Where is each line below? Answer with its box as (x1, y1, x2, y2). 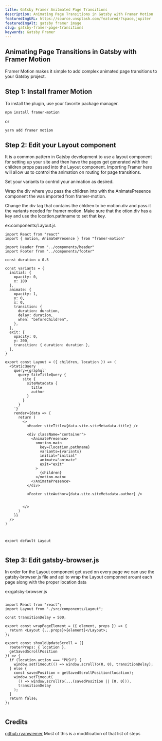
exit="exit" (39, 462, 64, 467)
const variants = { (5, 266, 45, 271)
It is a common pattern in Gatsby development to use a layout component (5, 154, 152, 160)
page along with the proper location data (5, 579, 87, 585)
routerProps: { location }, (9, 645, 67, 650)
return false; (9, 696, 38, 701)
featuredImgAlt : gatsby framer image (5, 20, 82, 26)
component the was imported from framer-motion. (5, 193, 106, 199)
